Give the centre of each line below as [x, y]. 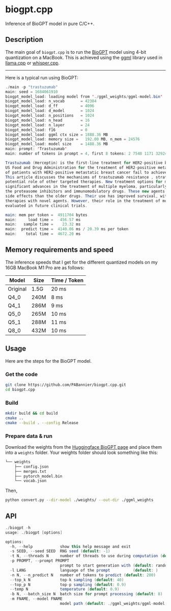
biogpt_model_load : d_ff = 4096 [50, 106]
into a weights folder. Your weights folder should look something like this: [82, 452]
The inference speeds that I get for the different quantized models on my [81, 262]
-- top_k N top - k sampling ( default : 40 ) [67, 580]
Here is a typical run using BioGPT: [42, 77]
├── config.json [32, 467]
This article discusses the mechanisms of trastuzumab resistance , [79, 177]
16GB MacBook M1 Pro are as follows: [45, 268]
